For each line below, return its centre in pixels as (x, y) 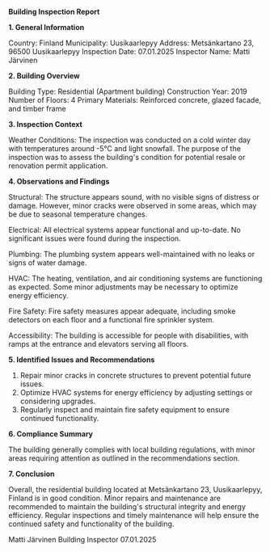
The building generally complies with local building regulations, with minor (132, 449)
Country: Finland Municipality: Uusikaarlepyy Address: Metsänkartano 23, (131, 43)
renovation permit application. (58, 166)
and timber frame (37, 109)
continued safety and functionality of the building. (91, 524)
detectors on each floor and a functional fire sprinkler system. (112, 320)
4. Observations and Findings (59, 181)
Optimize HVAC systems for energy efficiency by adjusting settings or (136, 392)
